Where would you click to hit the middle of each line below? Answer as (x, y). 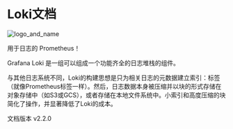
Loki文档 (32, 14)
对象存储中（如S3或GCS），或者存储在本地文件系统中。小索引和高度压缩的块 (116, 95)
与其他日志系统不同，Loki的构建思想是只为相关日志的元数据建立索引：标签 (114, 78)
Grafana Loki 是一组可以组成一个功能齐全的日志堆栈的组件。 (93, 62)
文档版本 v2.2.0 (30, 118)
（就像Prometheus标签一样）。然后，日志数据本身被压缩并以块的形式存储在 (114, 86)
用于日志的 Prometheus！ (44, 48)
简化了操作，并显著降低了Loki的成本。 (62, 103)
